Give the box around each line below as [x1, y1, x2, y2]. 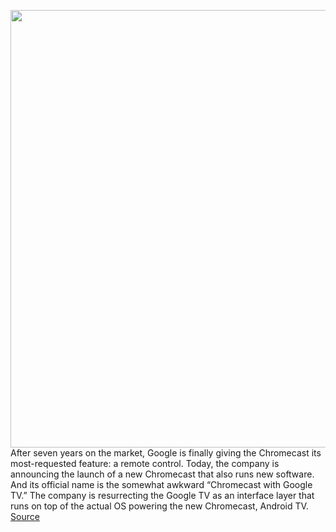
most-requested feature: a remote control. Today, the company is [10, 458, 280, 469]
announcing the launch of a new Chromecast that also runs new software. [10, 468, 315, 480]
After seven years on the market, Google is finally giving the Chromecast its [10, 447, 322, 459]
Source [10, 511, 40, 522]
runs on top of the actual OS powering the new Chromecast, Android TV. [10, 500, 309, 512]
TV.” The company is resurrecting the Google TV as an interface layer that [10, 490, 315, 501]
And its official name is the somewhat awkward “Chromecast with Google [10, 479, 313, 490]
